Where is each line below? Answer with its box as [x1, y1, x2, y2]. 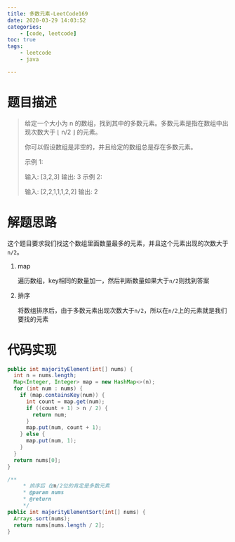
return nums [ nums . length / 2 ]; [13, 522, 105, 529]
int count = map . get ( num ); [25, 398, 105, 405]
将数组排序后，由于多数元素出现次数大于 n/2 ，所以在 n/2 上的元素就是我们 [17, 306, 227, 314]
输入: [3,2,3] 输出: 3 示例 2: [24, 172, 103, 181]
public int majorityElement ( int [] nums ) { [7, 365, 133, 372]
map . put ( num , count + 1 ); [25, 424, 102, 431]
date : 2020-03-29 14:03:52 [7, 17, 86, 24]
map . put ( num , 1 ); [25, 438, 77, 445]
